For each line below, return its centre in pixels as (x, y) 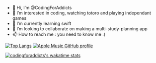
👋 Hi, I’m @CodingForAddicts (42, 8)
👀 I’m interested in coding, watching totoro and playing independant (82, 13)
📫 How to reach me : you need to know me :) (59, 34)
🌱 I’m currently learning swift (42, 23)
